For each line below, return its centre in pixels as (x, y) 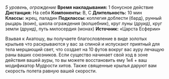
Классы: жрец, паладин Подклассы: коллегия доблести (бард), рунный (83, 18)
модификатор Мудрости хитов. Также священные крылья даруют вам (81, 66)
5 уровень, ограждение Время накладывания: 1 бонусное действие (79, 7)
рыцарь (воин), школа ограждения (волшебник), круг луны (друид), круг (84, 23)
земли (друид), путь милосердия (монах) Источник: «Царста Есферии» (83, 29)
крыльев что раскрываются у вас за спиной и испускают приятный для (82, 44)
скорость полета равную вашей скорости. (51, 71)
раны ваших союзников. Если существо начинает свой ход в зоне (76, 55)
